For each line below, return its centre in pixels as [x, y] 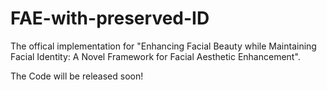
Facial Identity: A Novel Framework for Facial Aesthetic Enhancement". [155, 56]
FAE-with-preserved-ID [110, 18]
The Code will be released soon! [77, 76]
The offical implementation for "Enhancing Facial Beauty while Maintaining [163, 46]
